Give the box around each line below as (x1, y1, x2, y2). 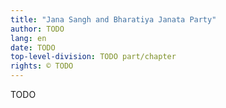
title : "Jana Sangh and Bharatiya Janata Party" (10, 14, 217, 25)
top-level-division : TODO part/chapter (10, 52, 177, 62)
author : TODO (10, 24, 65, 34)
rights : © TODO (10, 61, 74, 71)
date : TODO (10, 42, 56, 53)
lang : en (10, 33, 47, 43)
